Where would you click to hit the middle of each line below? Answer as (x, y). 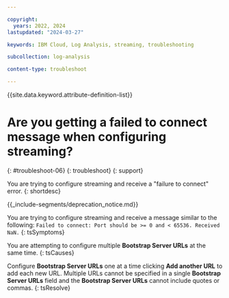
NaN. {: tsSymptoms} (36, 232)
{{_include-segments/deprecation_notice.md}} (73, 204)
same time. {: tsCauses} (41, 252)
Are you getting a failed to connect (107, 122)
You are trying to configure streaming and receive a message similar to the (112, 217)
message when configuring (87, 137)
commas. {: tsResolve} (39, 288)
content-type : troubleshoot (47, 69)
